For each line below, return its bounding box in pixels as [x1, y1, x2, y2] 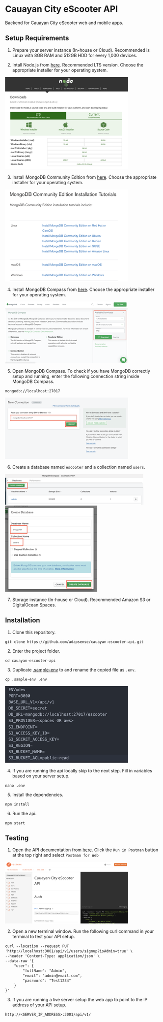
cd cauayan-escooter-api [5, 658, 56, 663]
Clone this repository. [12, 629, 56, 635]
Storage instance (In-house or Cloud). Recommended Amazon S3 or [12, 597, 151, 603]
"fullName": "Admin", [23, 968, 67, 973]
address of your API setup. [12, 1002, 67, 1008]
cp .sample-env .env [5, 677, 48, 682]
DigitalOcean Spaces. [12, 602, 56, 607]
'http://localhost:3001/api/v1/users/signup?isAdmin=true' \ [5, 949, 133, 954]
